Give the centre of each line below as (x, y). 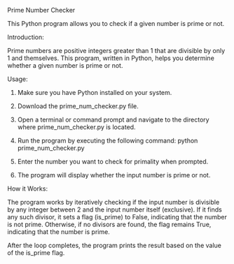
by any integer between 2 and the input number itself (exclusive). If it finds (115, 210)
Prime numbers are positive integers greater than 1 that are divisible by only (116, 51)
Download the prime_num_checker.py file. (78, 106)
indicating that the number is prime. (58, 232)
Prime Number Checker (41, 10)
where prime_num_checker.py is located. (76, 127)
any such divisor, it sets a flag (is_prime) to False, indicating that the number (117, 217)
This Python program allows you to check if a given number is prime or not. (116, 23)
